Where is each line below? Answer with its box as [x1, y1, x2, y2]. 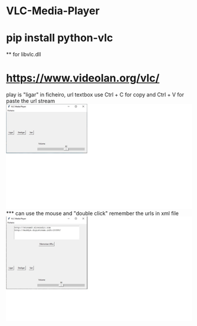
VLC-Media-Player [6, 4, 100, 18]
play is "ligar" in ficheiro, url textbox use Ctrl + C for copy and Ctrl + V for [6, 91, 185, 98]
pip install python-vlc [6, 31, 113, 45]
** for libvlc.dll [6, 51, 41, 58]
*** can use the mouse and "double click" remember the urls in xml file [6, 209, 179, 217]
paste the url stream [6, 98, 55, 105]
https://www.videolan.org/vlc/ [6, 72, 160, 85]
